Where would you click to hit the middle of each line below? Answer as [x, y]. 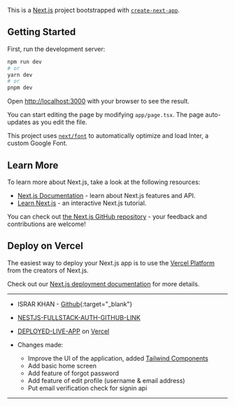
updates [19, 122]
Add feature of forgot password [73, 373]
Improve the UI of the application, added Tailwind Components [118, 358]
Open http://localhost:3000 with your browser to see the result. [99, 101]
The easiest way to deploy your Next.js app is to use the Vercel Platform [111, 262]
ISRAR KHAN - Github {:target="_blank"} [75, 304]
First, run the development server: [56, 49]
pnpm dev [20, 88]
